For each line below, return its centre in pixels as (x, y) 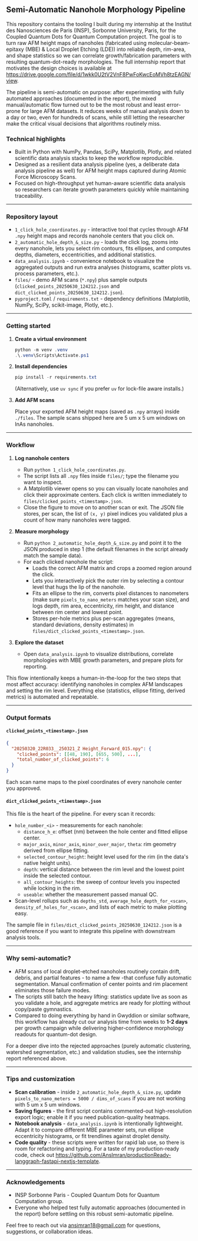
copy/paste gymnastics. (44, 1009)
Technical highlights (36, 139)
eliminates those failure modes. (53, 990)
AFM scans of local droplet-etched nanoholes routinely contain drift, (98, 971)
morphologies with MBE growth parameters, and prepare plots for (103, 660)
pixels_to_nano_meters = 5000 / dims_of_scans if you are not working (100, 1098)
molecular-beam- (169, 43)
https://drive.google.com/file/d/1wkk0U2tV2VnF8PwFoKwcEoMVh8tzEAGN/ (98, 74)
